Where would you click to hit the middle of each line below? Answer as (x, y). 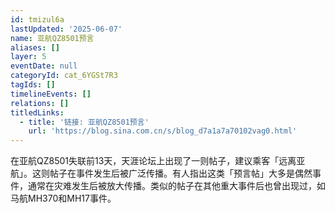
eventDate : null (44, 66)
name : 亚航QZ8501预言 (52, 38)
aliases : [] (35, 47)
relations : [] (40, 103)
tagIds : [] (33, 85)
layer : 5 (28, 57)
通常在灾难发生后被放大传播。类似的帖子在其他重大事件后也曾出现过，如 (176, 186)
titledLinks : (37, 112)
